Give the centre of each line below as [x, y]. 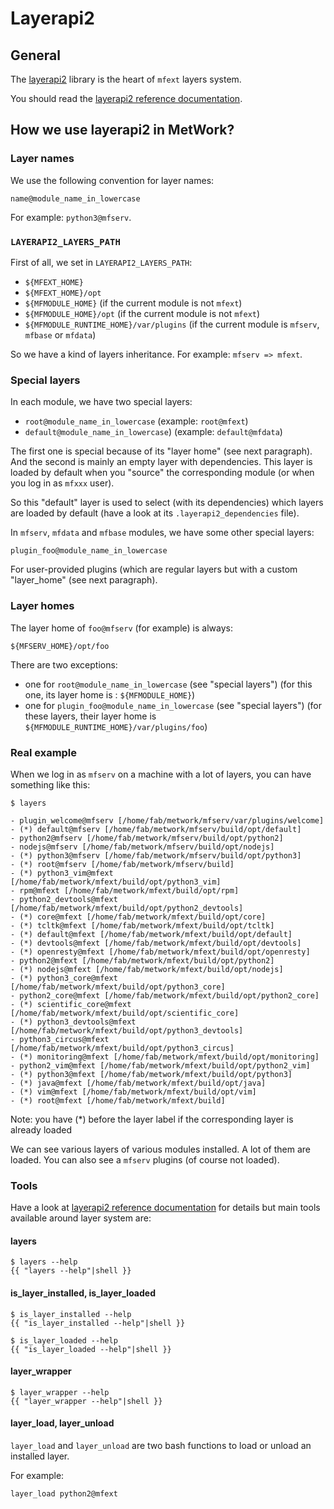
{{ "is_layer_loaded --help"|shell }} [91, 1349]
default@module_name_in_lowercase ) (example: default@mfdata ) [153, 432]
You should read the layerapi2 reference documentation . [126, 98]
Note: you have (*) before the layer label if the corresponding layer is [152, 1119]
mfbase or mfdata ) [60, 334]
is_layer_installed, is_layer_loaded [83, 1293]
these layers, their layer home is [90, 716]
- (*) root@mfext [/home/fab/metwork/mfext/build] [118, 1100]
